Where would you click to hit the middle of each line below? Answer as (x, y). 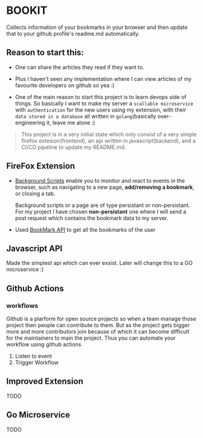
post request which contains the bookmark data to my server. (92, 218)
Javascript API (34, 248)
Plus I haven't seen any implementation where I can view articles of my (103, 78)
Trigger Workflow (37, 363)
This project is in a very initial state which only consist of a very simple (109, 134)
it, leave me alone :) (71, 122)
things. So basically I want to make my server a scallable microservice (104, 103)
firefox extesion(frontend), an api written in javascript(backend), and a (108, 141)
